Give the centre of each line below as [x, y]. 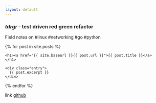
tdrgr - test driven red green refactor [49, 26]
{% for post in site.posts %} [33, 46]
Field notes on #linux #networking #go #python [53, 37]
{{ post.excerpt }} [29, 72]
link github [16, 95]
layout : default [22, 9]
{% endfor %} [19, 86]
